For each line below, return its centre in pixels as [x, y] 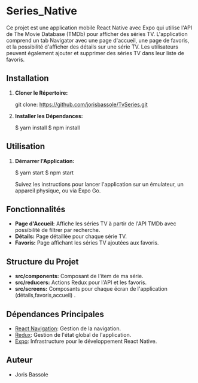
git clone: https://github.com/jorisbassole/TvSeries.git [81, 104]
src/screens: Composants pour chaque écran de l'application [91, 289]
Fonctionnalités [36, 209]
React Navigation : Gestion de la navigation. [68, 328]
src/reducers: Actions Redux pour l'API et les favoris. [81, 282]
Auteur [19, 360]
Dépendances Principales [55, 314]
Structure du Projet [42, 262]
